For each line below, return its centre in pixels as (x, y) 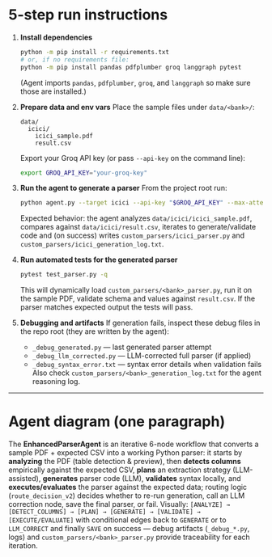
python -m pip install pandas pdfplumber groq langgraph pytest (131, 67)
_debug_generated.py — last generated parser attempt (122, 347)
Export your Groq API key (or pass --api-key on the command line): (132, 158)
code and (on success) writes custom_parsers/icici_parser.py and (132, 235)
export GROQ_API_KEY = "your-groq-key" (84, 173)
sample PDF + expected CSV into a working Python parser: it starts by (125, 453)
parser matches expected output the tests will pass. (106, 307)
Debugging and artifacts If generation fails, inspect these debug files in (140, 323)
